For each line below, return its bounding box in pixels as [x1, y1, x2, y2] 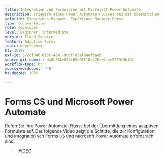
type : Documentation [5, 21, 47, 26]
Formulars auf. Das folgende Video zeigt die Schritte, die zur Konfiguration [5, 128, 155, 134]
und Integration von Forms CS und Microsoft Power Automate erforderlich [5, 133, 154, 139]
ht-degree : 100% [5, 71, 38, 76]
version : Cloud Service [5, 35, 54, 40]
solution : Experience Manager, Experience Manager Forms [5, 16, 123, 21]
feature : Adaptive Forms [5, 39, 56, 44]
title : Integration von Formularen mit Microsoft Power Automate [5, 7, 141, 12]
